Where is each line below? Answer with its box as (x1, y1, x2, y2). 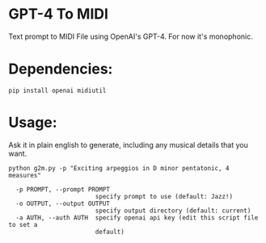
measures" (8, 171, 42, 179)
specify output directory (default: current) (95, 207, 251, 215)
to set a (8, 220, 38, 228)
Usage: (8, 114, 58, 132)
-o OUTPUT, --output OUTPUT (15, 199, 111, 207)
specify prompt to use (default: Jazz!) (95, 192, 233, 200)
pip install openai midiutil (8, 86, 107, 94)
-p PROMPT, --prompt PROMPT (15, 185, 111, 194)
